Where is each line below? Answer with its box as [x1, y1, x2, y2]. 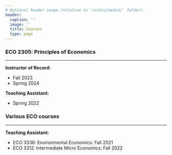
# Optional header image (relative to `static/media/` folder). [5, 7, 145, 13]
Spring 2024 [12, 80, 39, 86]
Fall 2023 [12, 75, 33, 81]
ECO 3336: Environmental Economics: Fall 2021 [12, 139, 114, 145]
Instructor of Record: [5, 65, 51, 71]
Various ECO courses [5, 113, 60, 120]
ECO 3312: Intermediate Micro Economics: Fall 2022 [12, 145, 123, 151]
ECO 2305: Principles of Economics [5, 48, 96, 55]
